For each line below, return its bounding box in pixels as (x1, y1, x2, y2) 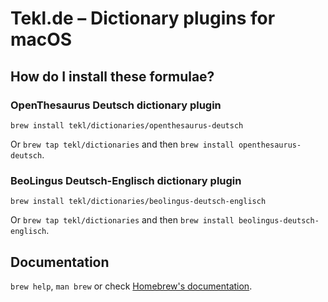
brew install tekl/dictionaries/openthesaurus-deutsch (10, 120, 244, 131)
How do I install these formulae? (10, 68, 215, 85)
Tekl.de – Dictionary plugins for (10, 7, 276, 30)
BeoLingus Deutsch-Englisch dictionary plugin (10, 173, 242, 187)
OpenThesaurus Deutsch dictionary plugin (10, 98, 222, 112)
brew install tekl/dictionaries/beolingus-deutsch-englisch (10, 197, 267, 207)
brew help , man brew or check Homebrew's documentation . (10, 280, 253, 292)
